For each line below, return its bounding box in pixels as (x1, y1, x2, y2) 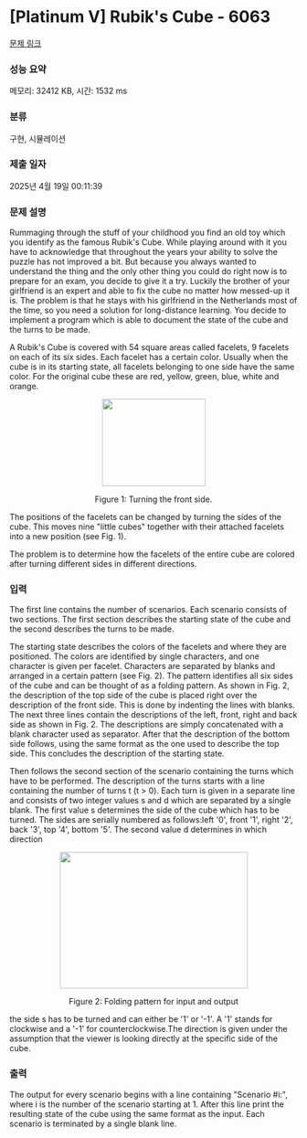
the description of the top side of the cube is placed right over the (9, 690, 258, 701)
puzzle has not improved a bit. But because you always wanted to (9, 256, 258, 267)
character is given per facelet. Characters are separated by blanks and (9, 661, 276, 672)
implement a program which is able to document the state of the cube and (9, 314, 289, 325)
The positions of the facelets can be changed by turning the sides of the (9, 512, 281, 523)
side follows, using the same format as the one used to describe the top (9, 739, 281, 750)
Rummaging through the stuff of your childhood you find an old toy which (9, 227, 286, 239)
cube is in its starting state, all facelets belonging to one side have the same (9, 361, 295, 372)
